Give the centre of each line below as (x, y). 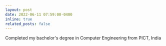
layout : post (19, 10)
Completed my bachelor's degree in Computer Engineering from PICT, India (83, 38)
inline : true (19, 19)
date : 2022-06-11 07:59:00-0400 (39, 14)
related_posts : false (28, 24)
